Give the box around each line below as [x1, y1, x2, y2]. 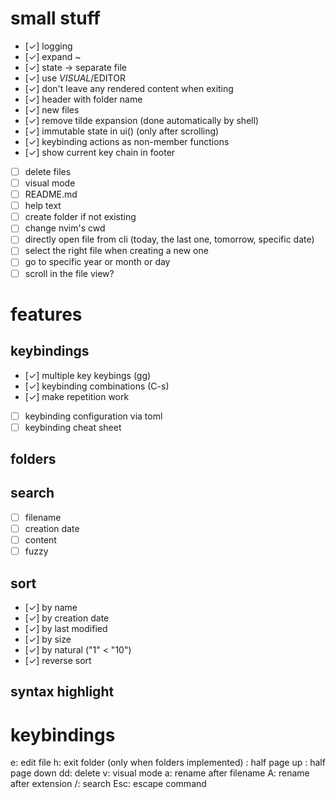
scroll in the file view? [24, 267, 115, 279]
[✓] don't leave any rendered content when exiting [24, 82, 234, 94]
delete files [24, 165, 72, 177]
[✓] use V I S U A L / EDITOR [24, 72, 126, 84]
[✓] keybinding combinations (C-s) [24, 380, 170, 392]
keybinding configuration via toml [24, 410, 163, 422]
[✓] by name [24, 601, 78, 613]
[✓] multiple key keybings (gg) [24, 369, 152, 381]
